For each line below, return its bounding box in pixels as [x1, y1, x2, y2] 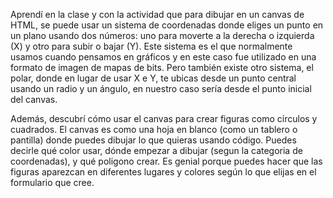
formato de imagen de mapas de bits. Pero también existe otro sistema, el [10, 62, 314, 73]
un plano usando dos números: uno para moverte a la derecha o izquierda [10, 30, 315, 41]
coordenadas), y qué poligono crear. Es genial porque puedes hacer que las [10, 155, 323, 167]
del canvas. [10, 94, 58, 105]
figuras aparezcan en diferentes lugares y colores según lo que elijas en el [10, 166, 317, 178]
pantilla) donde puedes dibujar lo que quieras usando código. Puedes [10, 134, 297, 146]
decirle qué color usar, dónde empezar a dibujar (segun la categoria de [10, 145, 303, 156]
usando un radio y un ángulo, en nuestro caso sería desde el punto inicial [10, 83, 312, 94]
